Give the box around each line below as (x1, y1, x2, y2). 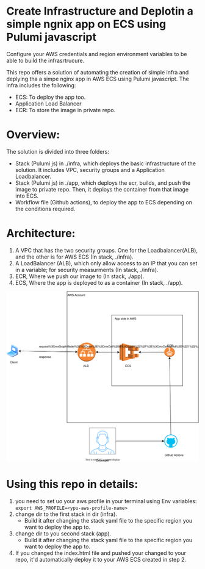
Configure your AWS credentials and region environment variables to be (6, 50, 187, 57)
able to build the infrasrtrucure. (6, 57, 85, 64)
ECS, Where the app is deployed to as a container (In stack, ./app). (15, 279, 183, 286)
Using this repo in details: (6, 478, 138, 492)
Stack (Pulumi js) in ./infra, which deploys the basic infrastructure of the (15, 160, 196, 167)
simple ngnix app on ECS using (6, 17, 167, 31)
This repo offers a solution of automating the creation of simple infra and (6, 68, 189, 76)
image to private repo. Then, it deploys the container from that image (15, 185, 189, 193)
